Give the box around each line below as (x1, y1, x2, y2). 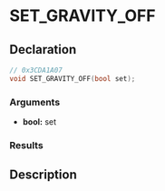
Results (9, 138, 44, 151)
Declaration (9, 42, 77, 57)
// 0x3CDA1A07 (9, 65, 63, 75)
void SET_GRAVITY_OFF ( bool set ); (9, 74, 136, 83)
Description (9, 167, 77, 183)
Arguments (9, 95, 61, 108)
